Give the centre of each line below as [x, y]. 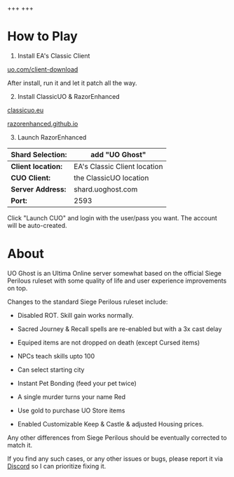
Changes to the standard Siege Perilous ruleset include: [88, 302]
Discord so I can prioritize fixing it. [57, 466]
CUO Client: [31, 177]
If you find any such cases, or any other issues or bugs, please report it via [115, 458]
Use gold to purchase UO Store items [71, 410]
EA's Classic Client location [118, 166]
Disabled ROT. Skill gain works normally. [76, 315]
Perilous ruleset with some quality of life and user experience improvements [117, 281]
